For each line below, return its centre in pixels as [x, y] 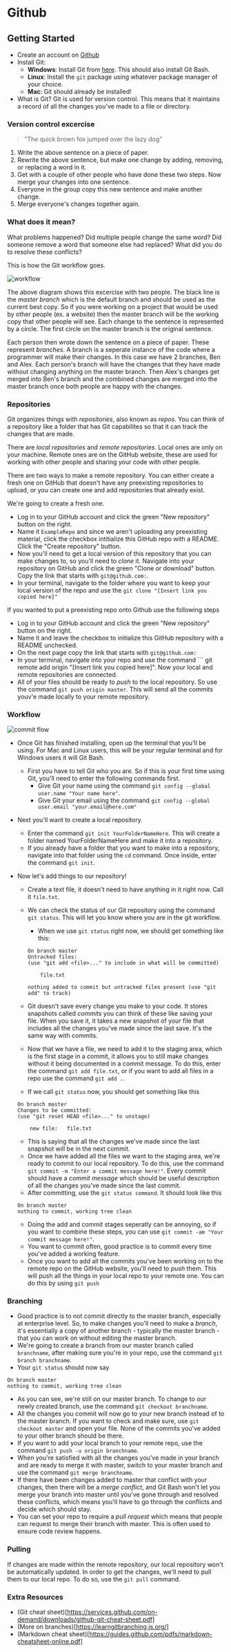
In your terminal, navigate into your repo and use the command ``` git [114, 660]
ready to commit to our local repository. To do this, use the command [125, 1164]
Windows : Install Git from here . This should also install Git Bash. [119, 69]
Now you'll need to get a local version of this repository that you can [114, 553]
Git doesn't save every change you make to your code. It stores [118, 1006]
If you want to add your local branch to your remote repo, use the [110, 1443]
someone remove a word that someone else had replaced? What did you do [115, 244]
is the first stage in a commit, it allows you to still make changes [118, 1057]
